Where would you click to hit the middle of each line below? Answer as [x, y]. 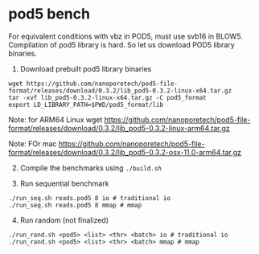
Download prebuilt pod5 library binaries [86, 68]
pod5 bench [49, 14]
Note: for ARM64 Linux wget [55, 119]
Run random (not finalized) [64, 220]
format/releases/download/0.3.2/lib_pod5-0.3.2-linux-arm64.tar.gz [119, 128]
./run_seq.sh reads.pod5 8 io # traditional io [90, 198]
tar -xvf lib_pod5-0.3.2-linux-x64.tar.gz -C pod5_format [107, 97]
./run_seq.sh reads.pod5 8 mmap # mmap [75, 205]
